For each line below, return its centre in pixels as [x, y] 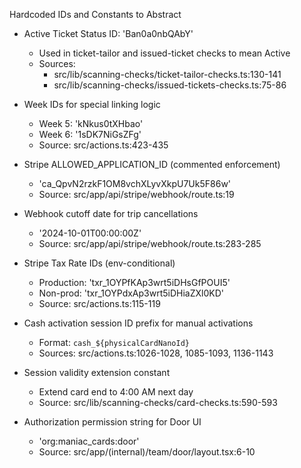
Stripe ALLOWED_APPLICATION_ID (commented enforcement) [152, 164]
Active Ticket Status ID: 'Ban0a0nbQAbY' [108, 33]
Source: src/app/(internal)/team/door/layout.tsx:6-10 [147, 452]
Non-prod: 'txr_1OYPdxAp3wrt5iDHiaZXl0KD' [131, 293]
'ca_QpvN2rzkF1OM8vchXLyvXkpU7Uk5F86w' [135, 183]
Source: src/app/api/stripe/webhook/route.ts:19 [136, 194]
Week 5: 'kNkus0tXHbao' [91, 123]
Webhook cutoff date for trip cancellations [111, 213]
